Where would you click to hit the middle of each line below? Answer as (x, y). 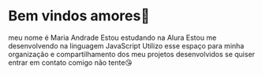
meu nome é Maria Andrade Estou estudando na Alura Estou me (112, 37)
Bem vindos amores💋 (79, 16)
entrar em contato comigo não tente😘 (70, 62)
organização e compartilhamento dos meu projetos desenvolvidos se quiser (131, 54)
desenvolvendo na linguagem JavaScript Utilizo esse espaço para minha (126, 45)
